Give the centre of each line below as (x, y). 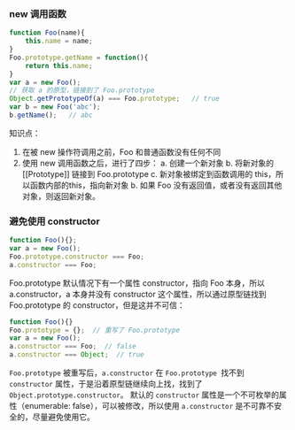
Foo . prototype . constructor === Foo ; (77, 257)
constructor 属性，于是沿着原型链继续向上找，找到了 (106, 384)
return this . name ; (59, 65)
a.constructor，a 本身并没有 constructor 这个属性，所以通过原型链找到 (138, 294)
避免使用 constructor (54, 221)
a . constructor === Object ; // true (77, 355)
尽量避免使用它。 (63, 417)
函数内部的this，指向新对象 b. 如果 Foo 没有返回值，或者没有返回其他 (156, 185)
